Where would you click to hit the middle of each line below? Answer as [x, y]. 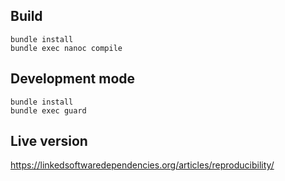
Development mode [73, 79]
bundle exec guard [48, 110]
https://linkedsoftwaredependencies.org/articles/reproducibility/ [142, 165]
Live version [49, 141]
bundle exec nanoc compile [66, 48]
